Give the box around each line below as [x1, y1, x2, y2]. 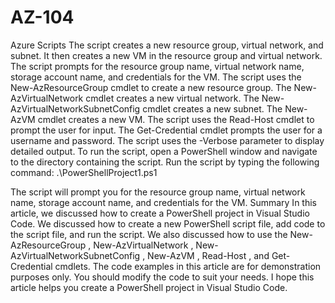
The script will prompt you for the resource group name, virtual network [10, 186, 306, 198]
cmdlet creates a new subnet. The [142, 102, 283, 115]
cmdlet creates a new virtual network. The [85, 92, 260, 104]
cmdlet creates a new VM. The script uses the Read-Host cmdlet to [37, 113, 315, 125]
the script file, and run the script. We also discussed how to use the [10, 228, 288, 240]
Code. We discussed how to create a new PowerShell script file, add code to [10, 217, 326, 230]
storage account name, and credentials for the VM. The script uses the [10, 71, 302, 83]
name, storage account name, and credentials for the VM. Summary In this [10, 196, 317, 208]
